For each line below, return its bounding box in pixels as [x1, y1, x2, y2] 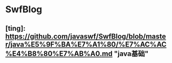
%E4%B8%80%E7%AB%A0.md [5, 49, 113, 58]
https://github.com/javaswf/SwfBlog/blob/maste [5, 32, 166, 40]
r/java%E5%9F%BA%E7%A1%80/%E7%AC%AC [5, 40, 167, 49]
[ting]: [5, 24, 26, 33]
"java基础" [113, 49, 149, 58]
